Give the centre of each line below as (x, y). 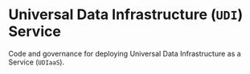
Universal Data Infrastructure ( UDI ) (126, 15)
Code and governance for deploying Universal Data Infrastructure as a (125, 53)
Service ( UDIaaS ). (37, 62)
